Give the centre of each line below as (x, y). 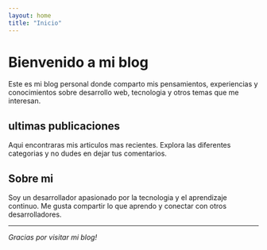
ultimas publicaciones (64, 126)
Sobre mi (31, 178)
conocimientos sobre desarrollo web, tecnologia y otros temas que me (124, 93)
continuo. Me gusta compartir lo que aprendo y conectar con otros (118, 206)
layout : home (30, 15)
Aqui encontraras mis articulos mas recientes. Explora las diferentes (120, 145)
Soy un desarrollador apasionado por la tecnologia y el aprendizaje (118, 198)
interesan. (25, 101)
